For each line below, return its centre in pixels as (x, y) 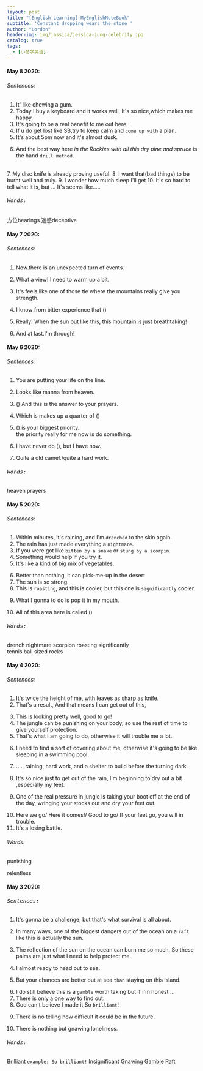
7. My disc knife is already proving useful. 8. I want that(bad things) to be (98, 174)
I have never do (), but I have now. (58, 446)
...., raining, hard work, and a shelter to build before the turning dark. (102, 767)
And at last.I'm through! (45, 333)
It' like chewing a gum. (44, 104)
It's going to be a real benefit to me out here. (72, 124)
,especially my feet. (40, 785)
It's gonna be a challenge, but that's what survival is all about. (93, 920)
